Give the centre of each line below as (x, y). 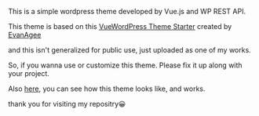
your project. (29, 73)
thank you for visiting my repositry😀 (67, 104)
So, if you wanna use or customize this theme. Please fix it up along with (125, 65)
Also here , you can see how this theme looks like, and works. (107, 89)
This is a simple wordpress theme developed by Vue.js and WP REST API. (127, 11)
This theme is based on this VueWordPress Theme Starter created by (120, 26)
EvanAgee (25, 35)
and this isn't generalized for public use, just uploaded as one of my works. (129, 50)
